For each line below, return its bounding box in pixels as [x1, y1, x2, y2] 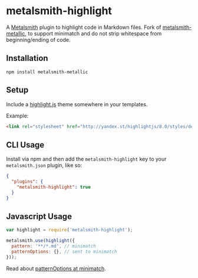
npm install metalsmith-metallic [6, 69, 88, 75]
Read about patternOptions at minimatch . [6, 264, 106, 272]
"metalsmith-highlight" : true [16, 184, 91, 190]
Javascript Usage [6, 211, 72, 222]
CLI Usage [6, 140, 45, 150]
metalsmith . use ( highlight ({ [6, 238, 75, 244]
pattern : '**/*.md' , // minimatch [11, 243, 96, 249]
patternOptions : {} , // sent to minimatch [11, 249, 117, 255]
